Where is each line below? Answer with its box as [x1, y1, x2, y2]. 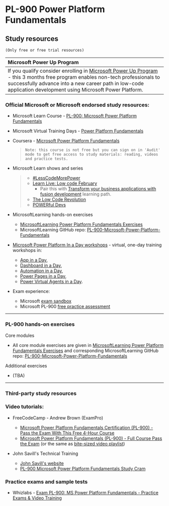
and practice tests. [25, 157, 68, 162]
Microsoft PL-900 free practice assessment [20, 303, 111, 310]
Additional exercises [5, 363, 47, 369]
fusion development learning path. [40, 191, 112, 197]
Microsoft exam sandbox [20, 298, 72, 304]
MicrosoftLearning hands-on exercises [12, 212, 93, 218]
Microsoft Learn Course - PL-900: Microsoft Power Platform [12, 113, 137, 119]
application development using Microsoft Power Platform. [8, 86, 143, 93]
